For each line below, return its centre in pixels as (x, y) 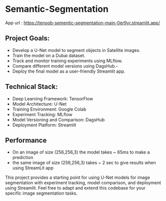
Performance (26, 140)
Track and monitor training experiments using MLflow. (67, 61)
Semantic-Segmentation (57, 9)
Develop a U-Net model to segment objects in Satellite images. (76, 50)
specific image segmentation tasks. (41, 193)
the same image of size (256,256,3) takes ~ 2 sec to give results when (84, 163)
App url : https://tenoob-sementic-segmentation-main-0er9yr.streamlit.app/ (83, 23)
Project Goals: (28, 38)
